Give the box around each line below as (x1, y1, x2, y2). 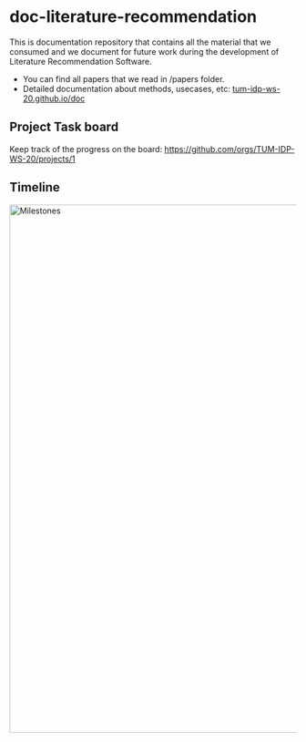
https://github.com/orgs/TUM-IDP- (164, 143, 295, 154)
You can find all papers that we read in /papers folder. (22, 73, 225, 84)
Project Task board (9, 119, 119, 135)
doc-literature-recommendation (9, 6, 258, 27)
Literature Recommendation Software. (9, 56, 152, 67)
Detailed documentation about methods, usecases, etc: (22, 83, 230, 94)
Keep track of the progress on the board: (9, 143, 163, 154)
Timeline (9, 180, 61, 195)
